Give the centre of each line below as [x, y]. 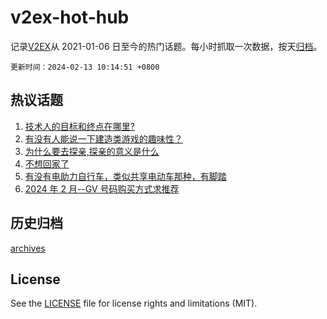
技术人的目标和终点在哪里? [79, 126]
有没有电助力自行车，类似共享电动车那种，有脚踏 [125, 176]
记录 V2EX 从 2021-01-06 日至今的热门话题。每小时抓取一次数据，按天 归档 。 [166, 46]
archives [28, 248]
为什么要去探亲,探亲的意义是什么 [92, 151]
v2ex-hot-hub [70, 17]
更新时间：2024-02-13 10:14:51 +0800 [85, 67]
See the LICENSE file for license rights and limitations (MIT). [134, 303]
